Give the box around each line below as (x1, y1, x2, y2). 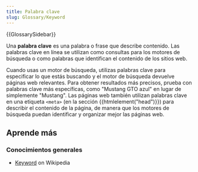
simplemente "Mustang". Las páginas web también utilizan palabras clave (6, 92, 187, 99)
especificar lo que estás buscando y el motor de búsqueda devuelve (6, 73, 175, 80)
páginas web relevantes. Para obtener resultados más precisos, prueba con (6, 79, 192, 86)
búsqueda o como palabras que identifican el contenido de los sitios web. (6, 55, 188, 62)
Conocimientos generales (6, 145, 82, 154)
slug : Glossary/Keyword (6, 14, 66, 20)
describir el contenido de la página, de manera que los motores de (6, 104, 170, 111)
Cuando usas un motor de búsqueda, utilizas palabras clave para (6, 66, 166, 73)
